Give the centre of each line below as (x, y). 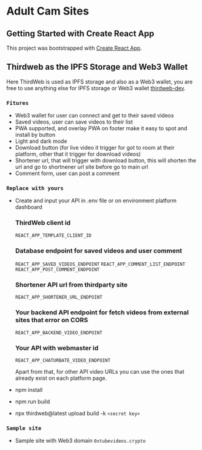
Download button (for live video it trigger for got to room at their (95, 148)
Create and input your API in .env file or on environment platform (96, 200)
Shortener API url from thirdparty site (71, 285)
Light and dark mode (41, 141)
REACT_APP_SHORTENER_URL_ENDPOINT (59, 297)
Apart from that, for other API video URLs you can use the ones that (100, 371)
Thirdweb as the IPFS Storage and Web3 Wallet (97, 67)
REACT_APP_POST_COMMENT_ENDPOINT (57, 270)
